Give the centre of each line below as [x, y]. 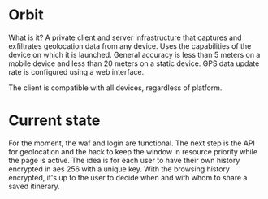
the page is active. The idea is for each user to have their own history [124, 160]
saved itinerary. [35, 186]
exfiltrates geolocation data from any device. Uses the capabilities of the [130, 45]
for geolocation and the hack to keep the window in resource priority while [133, 151]
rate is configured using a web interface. [76, 71]
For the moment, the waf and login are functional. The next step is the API [132, 143]
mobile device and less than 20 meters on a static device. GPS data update [134, 63]
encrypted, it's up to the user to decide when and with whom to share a [128, 177]
